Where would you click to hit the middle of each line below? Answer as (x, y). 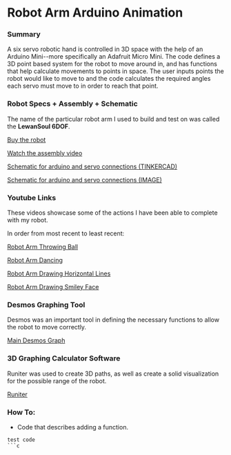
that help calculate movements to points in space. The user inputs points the (115, 71)
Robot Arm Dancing (35, 260)
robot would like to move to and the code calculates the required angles (109, 79)
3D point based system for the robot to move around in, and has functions (112, 64)
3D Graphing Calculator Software (64, 358)
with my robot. (28, 220)
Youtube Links (32, 197)
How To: (21, 412)
